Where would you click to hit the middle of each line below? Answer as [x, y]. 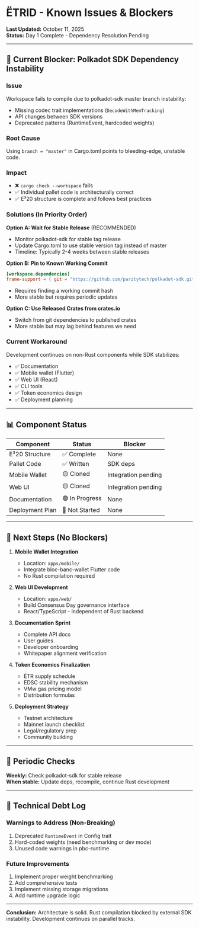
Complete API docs [47, 635]
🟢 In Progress [82, 498]
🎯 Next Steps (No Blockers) [57, 537]
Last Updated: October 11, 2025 [45, 29]
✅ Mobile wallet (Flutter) [44, 373]
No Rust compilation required [59, 576]
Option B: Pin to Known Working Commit [57, 263]
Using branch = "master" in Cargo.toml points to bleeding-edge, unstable [96, 151]
